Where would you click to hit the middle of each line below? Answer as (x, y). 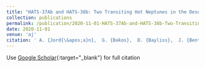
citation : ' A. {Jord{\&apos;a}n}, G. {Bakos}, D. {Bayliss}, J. (95, 40)
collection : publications (39, 18)
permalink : (20, 23)
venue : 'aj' (21, 35)
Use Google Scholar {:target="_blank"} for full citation (73, 58)
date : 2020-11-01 (28, 29)
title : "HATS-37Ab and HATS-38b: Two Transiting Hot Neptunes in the (97, 12)
